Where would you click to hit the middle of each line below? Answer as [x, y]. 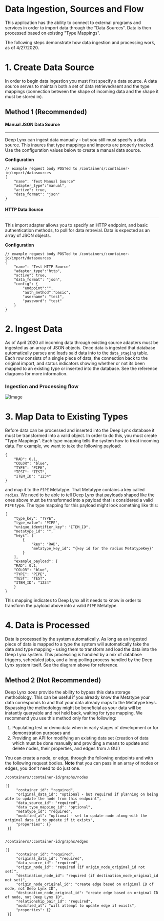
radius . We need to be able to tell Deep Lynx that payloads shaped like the [80, 495]
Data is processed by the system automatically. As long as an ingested [76, 639]
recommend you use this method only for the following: [61, 718]
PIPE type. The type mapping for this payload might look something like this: [82, 505]
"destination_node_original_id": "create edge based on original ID [87, 893]
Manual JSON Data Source [32, 124]
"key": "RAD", [45, 544]
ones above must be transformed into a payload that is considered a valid [79, 500]
